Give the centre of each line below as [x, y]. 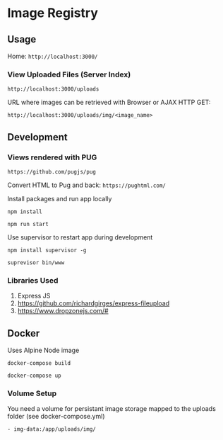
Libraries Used [33, 280]
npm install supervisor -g [47, 250]
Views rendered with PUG [52, 157]
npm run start [28, 224]
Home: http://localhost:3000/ [53, 56]
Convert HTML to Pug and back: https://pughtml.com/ [86, 185]
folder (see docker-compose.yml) [56, 417]
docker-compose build [39, 363]
